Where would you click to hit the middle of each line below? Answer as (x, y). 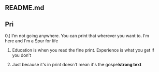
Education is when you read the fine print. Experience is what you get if (83, 50)
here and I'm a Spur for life (32, 41)
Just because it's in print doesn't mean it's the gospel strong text (77, 65)
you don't (22, 55)
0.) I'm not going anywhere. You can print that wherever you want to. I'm (77, 36)
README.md (25, 8)
